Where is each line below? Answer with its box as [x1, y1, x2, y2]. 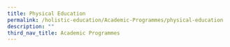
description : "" [7, 23, 55, 30]
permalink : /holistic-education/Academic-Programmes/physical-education [7, 17, 224, 23]
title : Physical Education [7, 10, 86, 17]
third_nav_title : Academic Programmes [7, 29, 120, 37]
